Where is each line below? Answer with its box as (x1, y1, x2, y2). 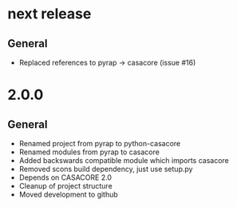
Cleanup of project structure (18, 181, 113, 190)
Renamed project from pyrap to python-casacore (18, 139, 181, 148)
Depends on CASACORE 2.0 (18, 173, 113, 182)
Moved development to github (18, 189, 119, 199)
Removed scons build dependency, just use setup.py (18, 165, 193, 173)
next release (7, 5, 92, 23)
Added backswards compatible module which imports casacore (18, 156, 229, 165)
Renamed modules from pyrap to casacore (18, 147, 160, 157)
